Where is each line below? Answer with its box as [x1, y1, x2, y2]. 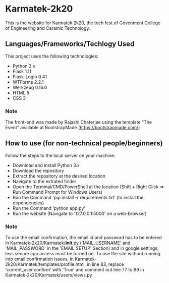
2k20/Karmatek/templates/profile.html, [5, 261, 86, 267]
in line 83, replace [87, 261, 125, 267]
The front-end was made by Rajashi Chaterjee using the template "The [5, 119, 152, 125]
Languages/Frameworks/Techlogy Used [5, 40, 135, 48]
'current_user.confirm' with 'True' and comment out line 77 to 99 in [5, 267, 144, 273]
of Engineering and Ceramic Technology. [5, 25, 90, 31]
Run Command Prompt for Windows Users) [12, 189, 102, 195]
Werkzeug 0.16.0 [12, 84, 47, 90]
